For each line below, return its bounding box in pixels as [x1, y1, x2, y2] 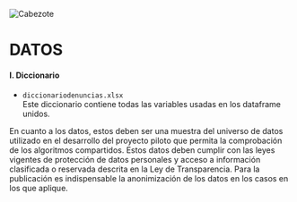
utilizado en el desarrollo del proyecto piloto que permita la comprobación [9, 135, 283, 147]
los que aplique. [9, 183, 69, 194]
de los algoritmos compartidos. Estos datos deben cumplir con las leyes [9, 145, 275, 156]
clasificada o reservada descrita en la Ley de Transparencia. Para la [9, 164, 260, 174]
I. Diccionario [9, 70, 60, 80]
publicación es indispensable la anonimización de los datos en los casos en [9, 173, 289, 184]
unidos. [22, 108, 51, 120]
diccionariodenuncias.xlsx [22, 91, 124, 100]
